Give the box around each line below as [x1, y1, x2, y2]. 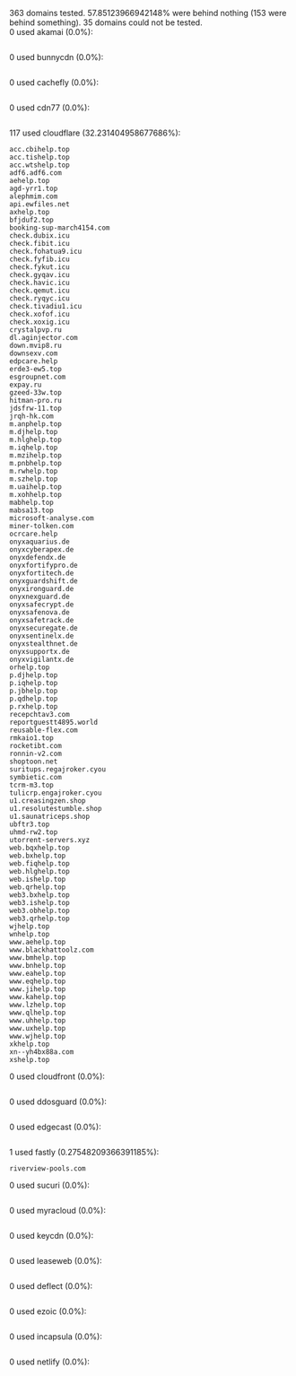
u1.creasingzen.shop [9, 797, 87, 806]
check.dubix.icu [9, 231, 70, 240]
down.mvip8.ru [9, 341, 63, 350]
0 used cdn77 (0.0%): [9, 102, 90, 113]
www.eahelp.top [9, 969, 66, 978]
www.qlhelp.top [9, 1008, 66, 1017]
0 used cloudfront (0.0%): [9, 1071, 106, 1082]
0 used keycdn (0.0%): [9, 1231, 94, 1241]
